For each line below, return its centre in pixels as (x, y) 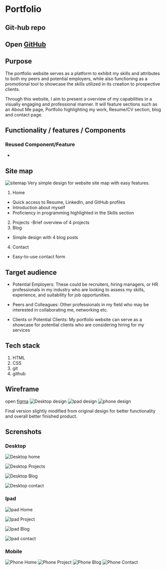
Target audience (31, 272)
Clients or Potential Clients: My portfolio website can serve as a (77, 320)
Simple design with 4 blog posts (45, 237)
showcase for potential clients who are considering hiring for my (78, 325)
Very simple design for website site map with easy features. (89, 183)
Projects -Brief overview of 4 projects (51, 223)
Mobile (14, 551)
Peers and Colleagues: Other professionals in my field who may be (81, 305)
